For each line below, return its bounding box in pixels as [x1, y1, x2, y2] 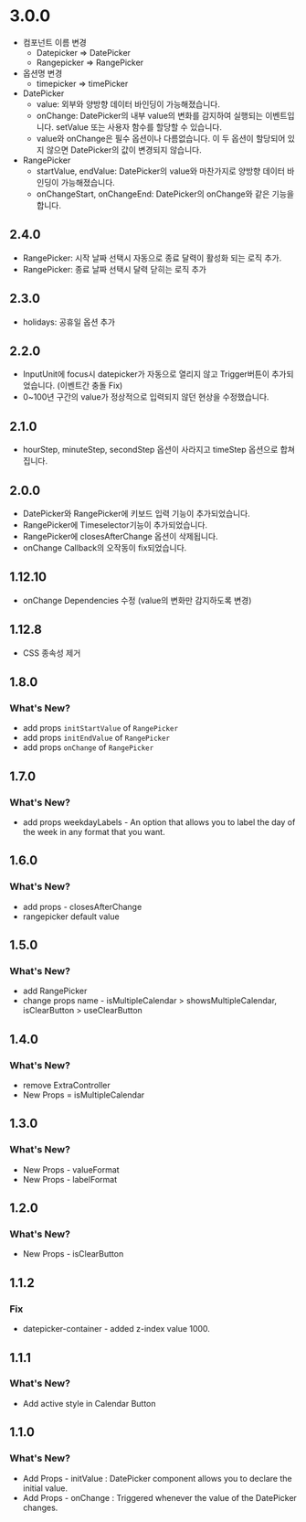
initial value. [22, 1483, 69, 1494]
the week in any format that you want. [22, 827, 166, 837]
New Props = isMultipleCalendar [22, 1089, 145, 1100]
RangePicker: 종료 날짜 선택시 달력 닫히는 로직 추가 [22, 263, 207, 274]
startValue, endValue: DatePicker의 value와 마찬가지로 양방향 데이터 [36, 166, 286, 177]
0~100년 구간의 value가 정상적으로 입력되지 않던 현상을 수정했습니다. [22, 391, 269, 402]
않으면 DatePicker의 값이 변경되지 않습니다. [46, 144, 203, 155]
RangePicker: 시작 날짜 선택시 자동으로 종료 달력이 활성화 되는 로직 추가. [22, 252, 282, 263]
